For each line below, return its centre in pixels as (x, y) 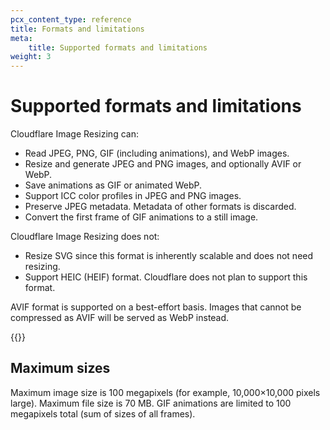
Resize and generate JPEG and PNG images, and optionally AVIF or (163, 164)
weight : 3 (31, 57)
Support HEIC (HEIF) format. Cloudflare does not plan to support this (166, 277)
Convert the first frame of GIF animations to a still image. (141, 217)
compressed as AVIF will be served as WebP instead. (120, 318)
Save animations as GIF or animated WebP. (113, 185)
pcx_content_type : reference (71, 19)
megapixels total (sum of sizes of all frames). (103, 413)
